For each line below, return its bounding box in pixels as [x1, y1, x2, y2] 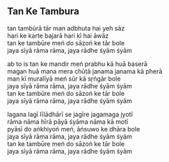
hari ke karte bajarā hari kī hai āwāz [7, 31, 109, 40]
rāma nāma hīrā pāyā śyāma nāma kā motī [7, 118, 129, 126]
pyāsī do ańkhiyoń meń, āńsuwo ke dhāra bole [7, 124, 140, 133]
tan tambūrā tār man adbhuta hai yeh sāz [7, 24, 125, 32]
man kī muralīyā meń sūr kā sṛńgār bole [7, 74, 121, 83]
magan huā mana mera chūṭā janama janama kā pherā [7, 67, 163, 75]
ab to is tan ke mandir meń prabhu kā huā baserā [7, 59, 148, 68]
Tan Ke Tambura [7, 6, 80, 17]
